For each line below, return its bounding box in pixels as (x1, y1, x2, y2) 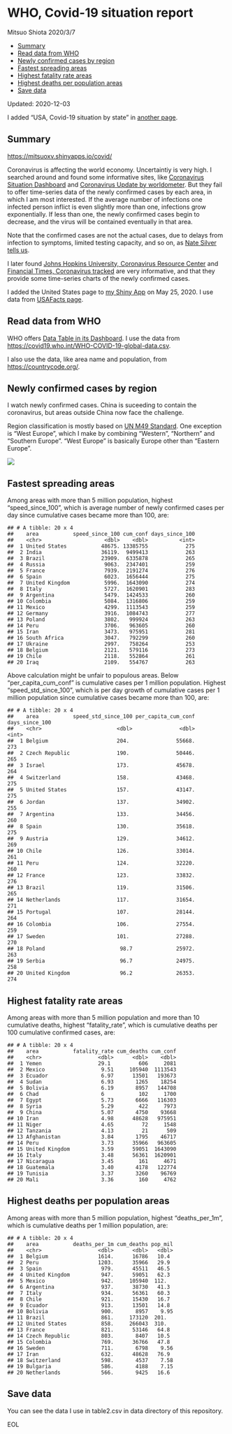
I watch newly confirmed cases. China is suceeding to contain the (7, 401, 197, 409)
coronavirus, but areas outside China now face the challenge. (7, 409, 184, 417)
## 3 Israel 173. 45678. (7, 762, 196, 769)
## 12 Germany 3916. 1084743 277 (7, 610, 196, 617)
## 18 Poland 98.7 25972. (7, 945, 196, 953)
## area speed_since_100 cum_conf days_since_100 (7, 531, 196, 538)
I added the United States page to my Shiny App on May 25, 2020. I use (7, 288, 214, 296)
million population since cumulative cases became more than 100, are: (7, 694, 210, 702)
